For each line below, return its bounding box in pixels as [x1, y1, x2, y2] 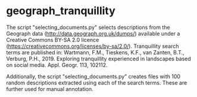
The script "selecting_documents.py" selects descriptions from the [6, 24, 171, 31]
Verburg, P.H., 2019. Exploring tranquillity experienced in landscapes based [6, 55, 192, 62]
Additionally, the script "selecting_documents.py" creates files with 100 [6, 73, 180, 80]
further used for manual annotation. [6, 85, 93, 92]
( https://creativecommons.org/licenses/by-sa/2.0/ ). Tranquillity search [6, 43, 179, 50]
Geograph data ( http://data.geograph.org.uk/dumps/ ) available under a [6, 30, 180, 37]
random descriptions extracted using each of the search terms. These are [6, 79, 187, 86]
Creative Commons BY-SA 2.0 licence [6, 36, 99, 43]
